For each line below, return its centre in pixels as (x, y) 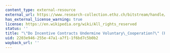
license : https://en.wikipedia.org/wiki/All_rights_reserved (71, 24)
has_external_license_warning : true (44, 19)
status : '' (17, 29)
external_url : (20, 15)
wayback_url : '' (22, 43)
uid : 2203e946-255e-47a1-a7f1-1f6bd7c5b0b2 (52, 38)
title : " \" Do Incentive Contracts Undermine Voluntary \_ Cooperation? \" (82, 33)
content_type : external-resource (40, 10)
